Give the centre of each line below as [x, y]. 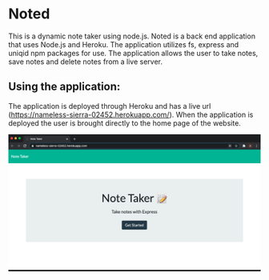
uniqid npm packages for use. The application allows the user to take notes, [133, 53]
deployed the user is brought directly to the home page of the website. [125, 123]
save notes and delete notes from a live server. [85, 62]
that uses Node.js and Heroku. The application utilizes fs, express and [124, 44]
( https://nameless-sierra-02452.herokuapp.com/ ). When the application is [131, 114]
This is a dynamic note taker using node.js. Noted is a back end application [132, 36]
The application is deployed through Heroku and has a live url [110, 106]
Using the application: [64, 87]
